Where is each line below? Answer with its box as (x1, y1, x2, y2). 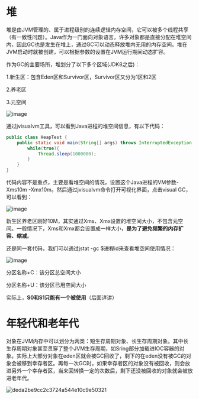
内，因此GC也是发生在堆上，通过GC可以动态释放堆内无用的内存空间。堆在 (6, 41, 188, 48)
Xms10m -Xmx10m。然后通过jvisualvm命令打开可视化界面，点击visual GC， (6, 186, 191, 193)
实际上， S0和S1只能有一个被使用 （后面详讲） (6, 294, 117, 301)
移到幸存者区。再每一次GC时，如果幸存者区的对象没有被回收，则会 (21, 360, 185, 366)
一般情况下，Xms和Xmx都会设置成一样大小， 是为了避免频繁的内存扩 (16, 225, 184, 232)
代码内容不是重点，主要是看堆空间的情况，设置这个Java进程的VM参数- (6, 179, 179, 186)
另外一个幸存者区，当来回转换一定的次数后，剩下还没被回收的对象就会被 (11, 367, 188, 374)
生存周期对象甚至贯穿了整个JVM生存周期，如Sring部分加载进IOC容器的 (6, 345, 179, 352)
